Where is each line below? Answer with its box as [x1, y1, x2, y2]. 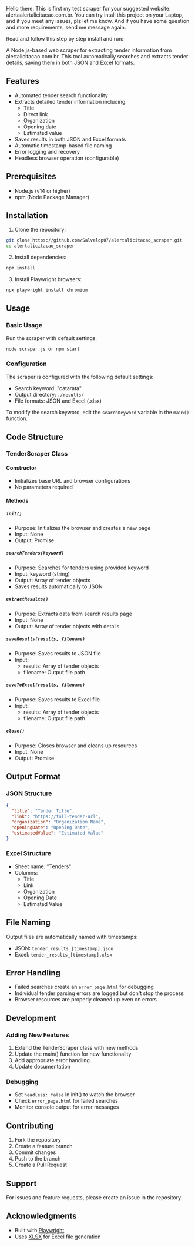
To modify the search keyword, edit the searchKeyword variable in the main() [6, 408, 190, 416]
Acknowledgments [6, 1211, 78, 1221]
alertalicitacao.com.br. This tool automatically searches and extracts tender [6, 53, 189, 60]
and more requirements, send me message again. [6, 24, 126, 31]
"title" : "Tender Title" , [11, 808, 75, 814]
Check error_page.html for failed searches [14, 1097, 119, 1105]
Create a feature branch [14, 1143, 73, 1150]
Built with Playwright [14, 1227, 65, 1234]
